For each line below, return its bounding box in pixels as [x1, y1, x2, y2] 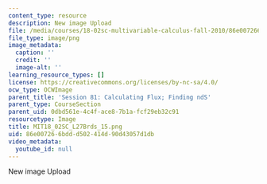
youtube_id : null [15, 145, 73, 153]
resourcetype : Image [8, 115, 77, 123]
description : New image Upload [8, 19, 112, 27]
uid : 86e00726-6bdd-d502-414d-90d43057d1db [8, 130, 155, 138]
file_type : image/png [8, 33, 80, 42]
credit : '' [15, 57, 52, 65]
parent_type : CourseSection [8, 100, 102, 108]
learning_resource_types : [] [8, 71, 105, 79]
